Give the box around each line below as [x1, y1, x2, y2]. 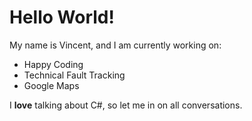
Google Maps [23, 79, 80, 91]
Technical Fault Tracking [23, 69, 126, 81]
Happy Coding [23, 58, 84, 70]
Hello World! [9, 6, 115, 29]
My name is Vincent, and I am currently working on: [9, 39, 222, 51]
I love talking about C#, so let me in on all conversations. [9, 99, 243, 111]
